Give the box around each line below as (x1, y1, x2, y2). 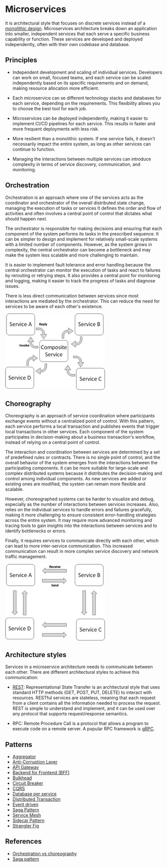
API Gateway (12, 764, 39, 770)
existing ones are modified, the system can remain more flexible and (5, 481, 146, 487)
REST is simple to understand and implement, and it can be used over (12, 705, 156, 712)
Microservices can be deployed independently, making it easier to (12, 115, 148, 121)
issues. (5, 283, 20, 289)
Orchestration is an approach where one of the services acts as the (5, 194, 144, 200)
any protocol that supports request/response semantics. (12, 711, 128, 717)
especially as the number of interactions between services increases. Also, (5, 501, 160, 507)
